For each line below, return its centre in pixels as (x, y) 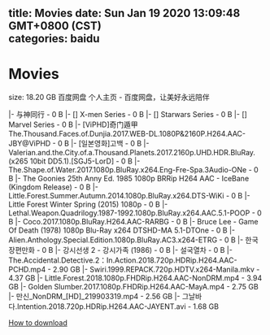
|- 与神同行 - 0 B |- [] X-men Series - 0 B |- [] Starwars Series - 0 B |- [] (128, 115)
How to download (38, 323)
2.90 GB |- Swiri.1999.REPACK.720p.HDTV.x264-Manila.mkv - (156, 270)
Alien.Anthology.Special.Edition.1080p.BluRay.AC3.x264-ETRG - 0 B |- (126, 240)
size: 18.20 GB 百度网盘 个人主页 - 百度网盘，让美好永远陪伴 (109, 98)
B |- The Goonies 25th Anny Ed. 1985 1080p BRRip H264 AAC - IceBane (129, 179)
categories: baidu (54, 39)
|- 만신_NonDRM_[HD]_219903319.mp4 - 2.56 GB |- (94, 297)
